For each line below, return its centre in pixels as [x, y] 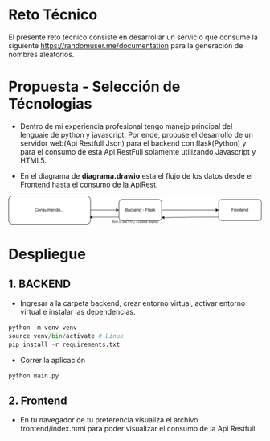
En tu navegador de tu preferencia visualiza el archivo [109, 420]
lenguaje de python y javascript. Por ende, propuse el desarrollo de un [136, 134]
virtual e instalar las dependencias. [78, 311]
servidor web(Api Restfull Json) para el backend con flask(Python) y [133, 143]
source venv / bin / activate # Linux [66, 336]
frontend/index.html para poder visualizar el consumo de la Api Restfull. [139, 429]
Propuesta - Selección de [94, 87]
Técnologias [50, 104]
